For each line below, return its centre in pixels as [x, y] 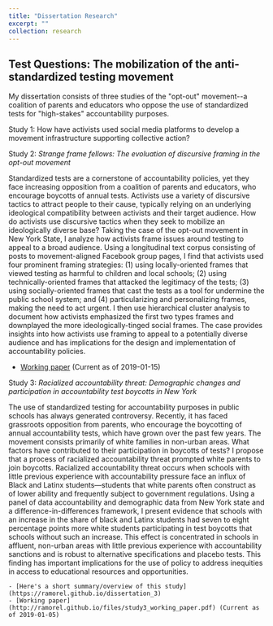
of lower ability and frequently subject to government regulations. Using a [132, 494]
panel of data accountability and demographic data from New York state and [136, 502]
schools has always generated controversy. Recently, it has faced [118, 416]
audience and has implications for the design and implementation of [122, 343]
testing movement [126, 77]
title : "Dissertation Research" [63, 16]
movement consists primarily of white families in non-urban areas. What [129, 442]
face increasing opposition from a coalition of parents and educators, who [132, 187]
